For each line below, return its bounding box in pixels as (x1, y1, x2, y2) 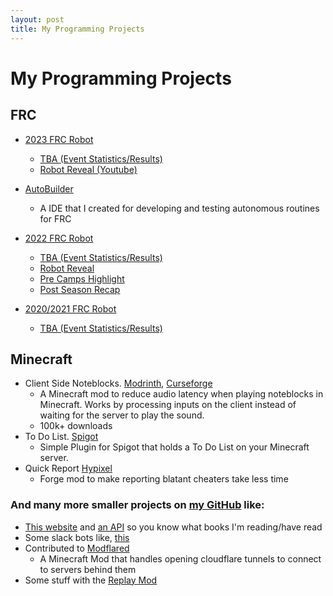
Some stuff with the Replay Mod (24, 574, 158, 586)
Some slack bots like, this (24, 531, 130, 543)
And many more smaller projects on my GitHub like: (10, 498, 265, 512)
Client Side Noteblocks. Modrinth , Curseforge (24, 377, 213, 390)
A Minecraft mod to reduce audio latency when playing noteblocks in (39, 388, 324, 400)
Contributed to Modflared (24, 542, 130, 554)
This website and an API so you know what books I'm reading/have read (24, 521, 323, 533)
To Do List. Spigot (24, 431, 99, 443)
